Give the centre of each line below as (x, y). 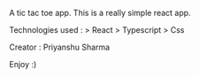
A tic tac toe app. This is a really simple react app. (100, 13)
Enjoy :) (23, 64)
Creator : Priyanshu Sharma (60, 47)
